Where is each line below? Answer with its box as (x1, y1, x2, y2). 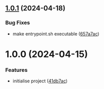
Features (5, 66, 28, 73)
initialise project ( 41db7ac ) (12, 78, 67, 84)
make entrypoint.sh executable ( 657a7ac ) (12, 30, 100, 37)
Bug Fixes (5, 19, 30, 26)
